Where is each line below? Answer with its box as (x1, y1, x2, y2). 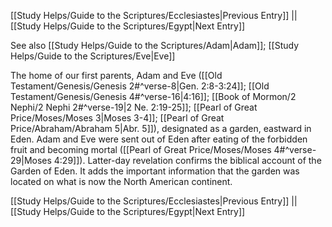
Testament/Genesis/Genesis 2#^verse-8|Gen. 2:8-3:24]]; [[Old (10, 80, 270, 92)
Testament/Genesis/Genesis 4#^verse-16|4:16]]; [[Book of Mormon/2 (10, 91, 297, 102)
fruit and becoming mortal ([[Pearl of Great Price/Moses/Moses (10, 144, 272, 155)
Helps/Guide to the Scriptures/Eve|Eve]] (10, 50, 176, 62)
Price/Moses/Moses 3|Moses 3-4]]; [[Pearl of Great (10, 112, 225, 124)
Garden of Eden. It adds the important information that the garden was (10, 165, 300, 177)
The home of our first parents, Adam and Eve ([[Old (10, 70, 223, 81)
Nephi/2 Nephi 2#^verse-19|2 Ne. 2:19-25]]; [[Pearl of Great (10, 101, 258, 113)
